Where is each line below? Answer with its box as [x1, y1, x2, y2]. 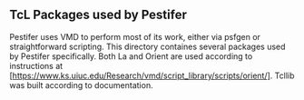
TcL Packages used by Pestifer [9, 7, 188, 23]
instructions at [9, 60, 64, 71]
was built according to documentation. [9, 79, 153, 90]
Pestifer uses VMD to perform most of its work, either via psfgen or [9, 31, 261, 42]
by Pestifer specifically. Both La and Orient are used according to [9, 50, 253, 62]
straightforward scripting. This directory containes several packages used [9, 41, 286, 52]
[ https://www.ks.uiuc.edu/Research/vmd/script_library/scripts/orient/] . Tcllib [9, 70, 295, 81]
